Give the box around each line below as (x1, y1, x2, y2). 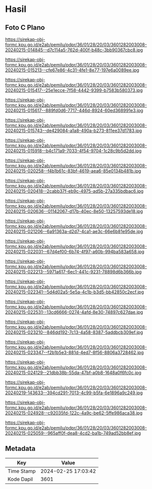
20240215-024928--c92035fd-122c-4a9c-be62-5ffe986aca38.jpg (5, 410, 143, 416)
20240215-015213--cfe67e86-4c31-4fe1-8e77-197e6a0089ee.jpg (5, 67, 140, 73)
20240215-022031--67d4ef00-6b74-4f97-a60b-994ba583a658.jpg (5, 249, 145, 254)
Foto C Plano (5, 23, 45, 32)
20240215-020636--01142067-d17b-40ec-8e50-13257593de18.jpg (5, 209, 143, 214)
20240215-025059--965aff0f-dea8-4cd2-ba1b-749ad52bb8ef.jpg (5, 430, 141, 436)
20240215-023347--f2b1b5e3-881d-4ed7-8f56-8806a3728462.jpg (5, 349, 144, 355)
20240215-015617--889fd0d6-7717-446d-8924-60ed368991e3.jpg (5, 108, 144, 113)
